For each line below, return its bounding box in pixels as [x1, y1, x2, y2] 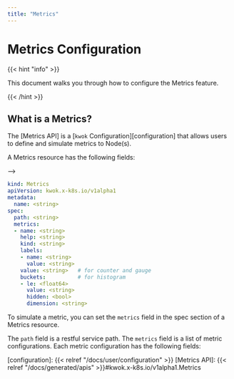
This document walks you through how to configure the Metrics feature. [7, 78, 219, 87]
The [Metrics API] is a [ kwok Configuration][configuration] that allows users [7, 132, 228, 140]
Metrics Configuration [7, 41, 142, 57]
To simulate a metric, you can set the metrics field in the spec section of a [7, 313, 225, 321]
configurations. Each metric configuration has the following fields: [7, 342, 201, 350]
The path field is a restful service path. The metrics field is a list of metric [7, 334, 223, 343]
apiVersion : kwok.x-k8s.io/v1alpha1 [7, 187, 116, 194]
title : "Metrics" [7, 10, 59, 18]
